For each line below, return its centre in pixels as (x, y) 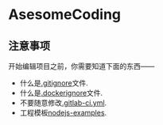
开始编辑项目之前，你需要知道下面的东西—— (81, 66)
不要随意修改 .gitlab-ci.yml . (63, 103)
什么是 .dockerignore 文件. (61, 93)
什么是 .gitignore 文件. (54, 83)
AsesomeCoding (65, 15)
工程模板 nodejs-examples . (63, 113)
